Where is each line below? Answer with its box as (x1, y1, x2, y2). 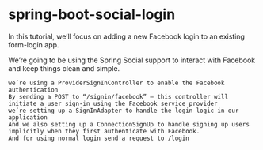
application (8, 113, 48, 122)
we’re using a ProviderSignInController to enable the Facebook (8, 79, 225, 87)
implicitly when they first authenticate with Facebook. (8, 127, 200, 135)
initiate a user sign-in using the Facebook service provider (8, 99, 218, 107)
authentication (8, 85, 59, 94)
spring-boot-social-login (8, 6, 176, 24)
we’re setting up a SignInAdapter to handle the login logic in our (8, 107, 239, 114)
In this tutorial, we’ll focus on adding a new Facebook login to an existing (8, 32, 246, 41)
